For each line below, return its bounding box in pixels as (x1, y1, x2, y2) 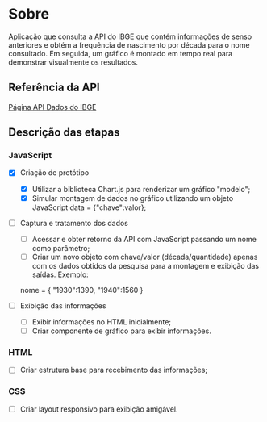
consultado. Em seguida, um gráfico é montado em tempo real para (8, 48, 233, 58)
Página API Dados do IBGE (8, 102, 97, 111)
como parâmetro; (31, 243, 90, 253)
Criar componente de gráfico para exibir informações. (31, 326, 211, 336)
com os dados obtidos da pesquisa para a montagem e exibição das (31, 261, 260, 270)
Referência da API (8, 81, 100, 94)
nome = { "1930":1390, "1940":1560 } (19, 285, 144, 295)
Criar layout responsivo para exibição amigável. (19, 404, 178, 414)
